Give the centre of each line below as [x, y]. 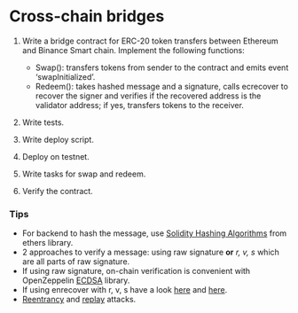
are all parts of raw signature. [76, 262]
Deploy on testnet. [56, 156]
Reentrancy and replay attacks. [79, 300]
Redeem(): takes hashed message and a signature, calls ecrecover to [161, 86]
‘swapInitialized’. [65, 76]
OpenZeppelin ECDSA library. [76, 280]
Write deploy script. [58, 139]
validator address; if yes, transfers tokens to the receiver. [139, 105]
